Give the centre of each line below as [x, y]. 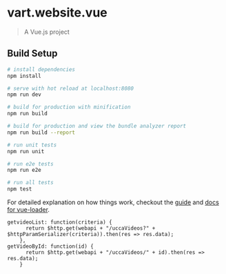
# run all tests [30, 183]
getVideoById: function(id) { [51, 246]
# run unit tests [32, 145]
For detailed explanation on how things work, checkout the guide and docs [113, 202]
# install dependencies [41, 69]
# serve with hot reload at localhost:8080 [71, 88]
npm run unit [26, 151]
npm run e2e [24, 170]
